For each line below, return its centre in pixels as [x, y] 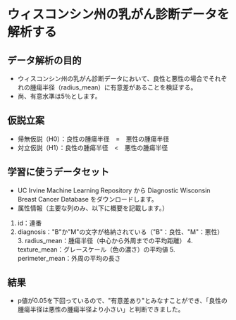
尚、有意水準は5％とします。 [59, 96]
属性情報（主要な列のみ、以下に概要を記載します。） [93, 208]
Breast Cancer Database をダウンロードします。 [87, 199]
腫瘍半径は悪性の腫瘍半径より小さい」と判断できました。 [101, 309]
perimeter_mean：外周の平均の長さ [69, 258]
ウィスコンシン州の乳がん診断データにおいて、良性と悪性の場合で [113, 79]
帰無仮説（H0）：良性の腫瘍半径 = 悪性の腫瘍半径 [93, 139]
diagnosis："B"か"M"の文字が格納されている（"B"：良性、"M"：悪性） [120, 232]
